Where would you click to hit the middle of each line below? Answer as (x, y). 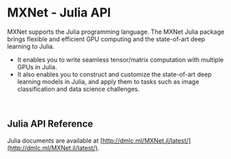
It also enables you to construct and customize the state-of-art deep (114, 74)
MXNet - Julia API (59, 13)
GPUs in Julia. (37, 67)
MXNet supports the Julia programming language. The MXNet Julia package (116, 32)
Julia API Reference (50, 124)
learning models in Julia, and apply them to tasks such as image (108, 81)
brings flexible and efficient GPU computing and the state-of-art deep (106, 39)
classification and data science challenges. (78, 89)
